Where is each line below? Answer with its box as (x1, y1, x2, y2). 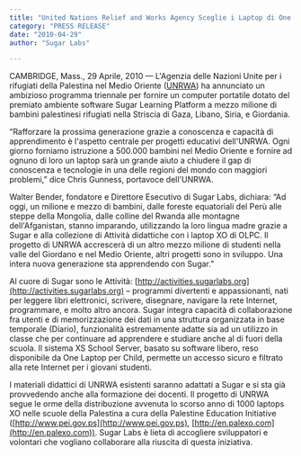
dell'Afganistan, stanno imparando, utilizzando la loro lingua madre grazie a (9, 220, 288, 231)
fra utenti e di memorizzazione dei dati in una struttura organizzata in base (9, 314, 285, 325)
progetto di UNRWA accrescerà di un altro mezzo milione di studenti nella (9, 239, 281, 250)
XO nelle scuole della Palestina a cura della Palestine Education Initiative (9, 408, 277, 419)
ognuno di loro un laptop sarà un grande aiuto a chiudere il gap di (9, 155, 252, 166)
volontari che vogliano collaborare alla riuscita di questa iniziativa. (9, 437, 253, 448)
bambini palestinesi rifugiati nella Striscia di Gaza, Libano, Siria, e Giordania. (9, 109, 290, 120)
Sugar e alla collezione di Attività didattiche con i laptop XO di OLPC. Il (9, 230, 269, 241)
